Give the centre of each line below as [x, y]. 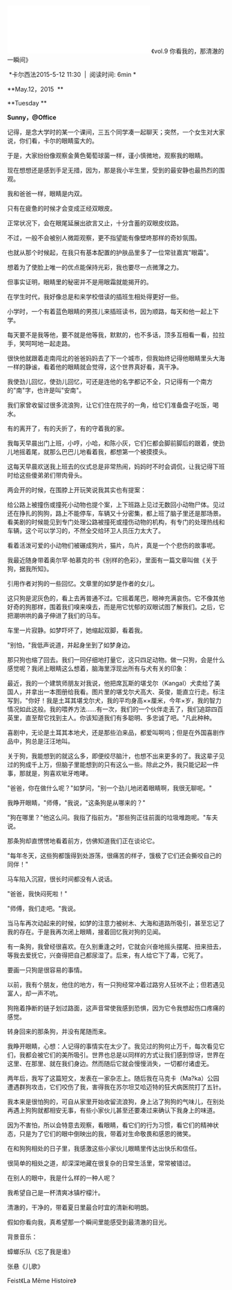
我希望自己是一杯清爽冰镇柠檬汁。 [56, 1193]
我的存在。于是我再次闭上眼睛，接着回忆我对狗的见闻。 [86, 932]
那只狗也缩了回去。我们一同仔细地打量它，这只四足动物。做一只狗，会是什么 [116, 660]
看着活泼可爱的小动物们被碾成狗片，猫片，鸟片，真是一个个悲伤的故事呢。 [113, 545]
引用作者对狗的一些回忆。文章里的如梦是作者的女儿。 [83, 583]
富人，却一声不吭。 [35, 993]
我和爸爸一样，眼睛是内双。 [47, 193]
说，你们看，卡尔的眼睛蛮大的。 [52, 141]
